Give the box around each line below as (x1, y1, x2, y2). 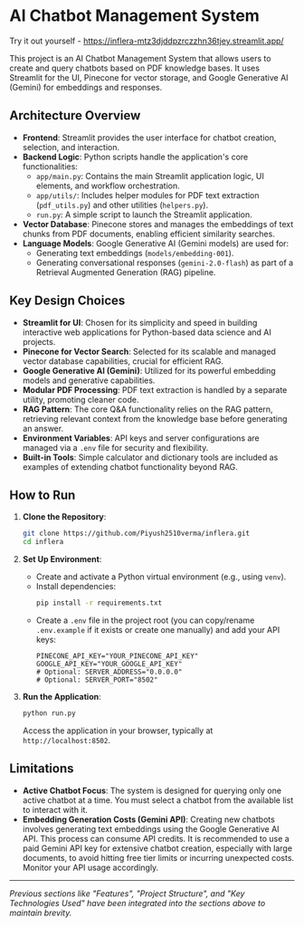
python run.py (22, 709, 76, 718)
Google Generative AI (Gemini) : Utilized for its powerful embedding (22, 365, 276, 376)
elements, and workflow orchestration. (35, 180, 180, 191)
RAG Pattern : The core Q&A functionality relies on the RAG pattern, (22, 404, 273, 415)
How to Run (9, 487, 76, 502)
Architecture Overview (9, 108, 141, 123)
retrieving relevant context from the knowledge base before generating (22, 413, 288, 424)
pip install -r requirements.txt (35, 598, 163, 607)
